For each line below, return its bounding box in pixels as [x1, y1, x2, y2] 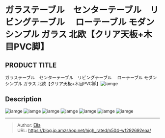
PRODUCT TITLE [5, 61, 57, 69]
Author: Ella [17, 122, 41, 128]
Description [5, 95, 42, 103]
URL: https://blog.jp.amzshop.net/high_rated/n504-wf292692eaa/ [17, 127, 151, 133]
